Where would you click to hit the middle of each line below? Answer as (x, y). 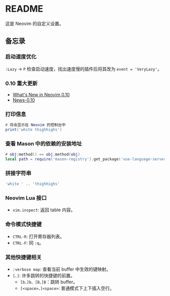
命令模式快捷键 (24, 224)
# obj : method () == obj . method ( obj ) (43, 155)
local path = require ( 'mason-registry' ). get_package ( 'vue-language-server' (87, 159)
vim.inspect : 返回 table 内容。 (44, 210)
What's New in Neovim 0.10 (41, 94)
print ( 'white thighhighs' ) (34, 130)
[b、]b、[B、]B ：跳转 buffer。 (49, 282)
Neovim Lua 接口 (26, 198)
